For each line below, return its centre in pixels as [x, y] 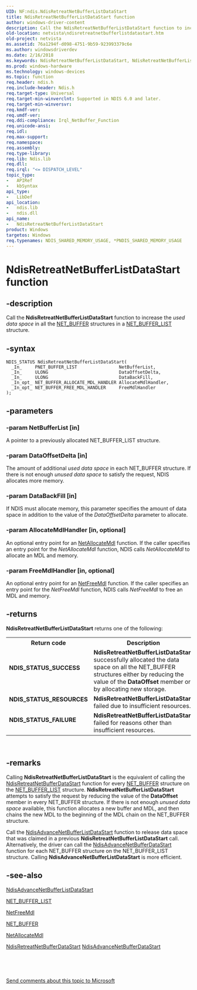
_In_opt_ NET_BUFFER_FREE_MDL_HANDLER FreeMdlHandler [84, 388]
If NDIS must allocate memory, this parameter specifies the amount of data [96, 508]
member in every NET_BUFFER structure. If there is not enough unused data [98, 802]
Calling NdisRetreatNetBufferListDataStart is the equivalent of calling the [96, 777]
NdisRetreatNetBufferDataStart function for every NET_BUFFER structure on [98, 783]
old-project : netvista [34, 39]
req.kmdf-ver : [23, 110]
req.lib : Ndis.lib [28, 159]
